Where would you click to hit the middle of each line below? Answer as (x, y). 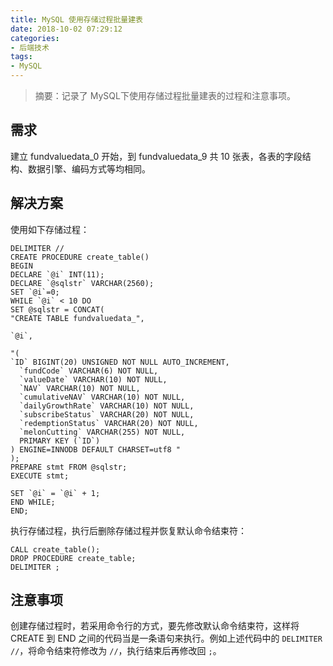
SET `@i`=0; (35, 292)
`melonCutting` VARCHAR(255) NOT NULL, (102, 432)
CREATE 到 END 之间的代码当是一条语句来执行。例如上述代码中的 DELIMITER (166, 638)
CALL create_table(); (55, 549)
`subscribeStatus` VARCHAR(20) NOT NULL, (107, 414)
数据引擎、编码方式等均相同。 (89, 168)
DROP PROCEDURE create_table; (73, 558)
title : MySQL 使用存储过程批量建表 (76, 19)
